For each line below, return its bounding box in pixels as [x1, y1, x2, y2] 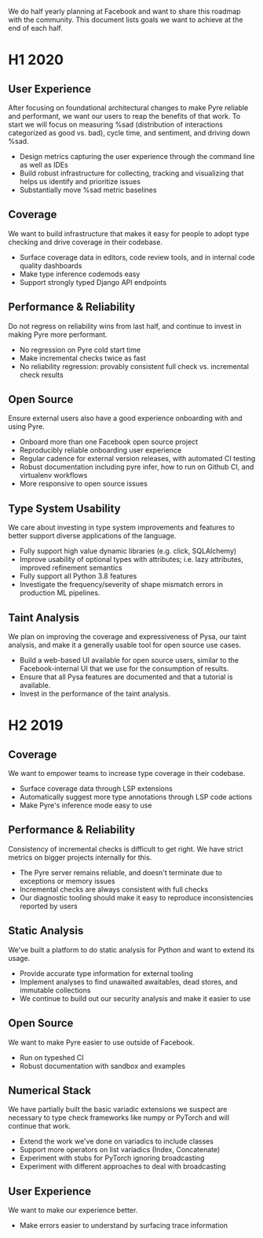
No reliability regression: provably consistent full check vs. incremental [19, 361, 250, 371]
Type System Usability [8, 501, 121, 515]
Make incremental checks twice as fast [19, 353, 147, 363]
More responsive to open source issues [19, 479, 148, 489]
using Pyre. [8, 422, 45, 431]
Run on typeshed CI [19, 1052, 84, 1062]
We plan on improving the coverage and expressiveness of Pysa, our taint [8, 632, 247, 641]
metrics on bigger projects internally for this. [8, 852, 152, 862]
